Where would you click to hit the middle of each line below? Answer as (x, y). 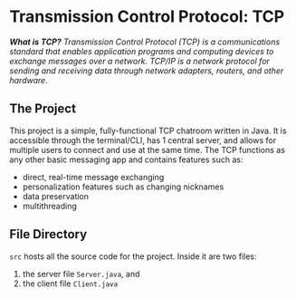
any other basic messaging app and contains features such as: (126, 159)
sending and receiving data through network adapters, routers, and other (147, 71)
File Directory (48, 234)
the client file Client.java (70, 284)
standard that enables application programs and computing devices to (142, 51)
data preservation (55, 196)
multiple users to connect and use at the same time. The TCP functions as (147, 149)
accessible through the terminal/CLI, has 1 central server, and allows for (143, 140)
